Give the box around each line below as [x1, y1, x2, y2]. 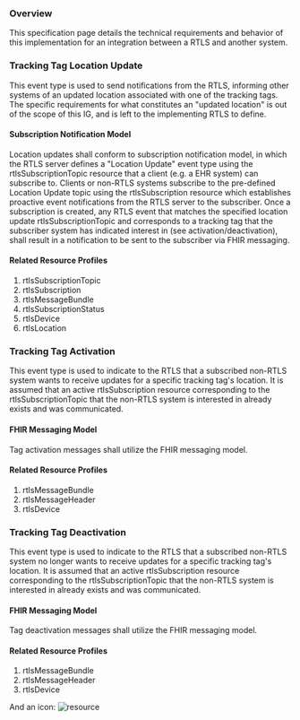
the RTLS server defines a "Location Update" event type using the [9, 158, 253, 169]
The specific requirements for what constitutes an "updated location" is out [9, 99, 287, 109]
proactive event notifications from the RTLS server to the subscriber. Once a [9, 196, 291, 207]
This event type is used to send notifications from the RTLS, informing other [9, 80, 289, 91]
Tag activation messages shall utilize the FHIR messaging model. [9, 444, 248, 455]
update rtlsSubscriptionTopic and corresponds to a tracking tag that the [9, 215, 273, 226]
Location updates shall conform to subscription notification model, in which [9, 149, 287, 160]
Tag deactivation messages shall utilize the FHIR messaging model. [9, 625, 258, 636]
